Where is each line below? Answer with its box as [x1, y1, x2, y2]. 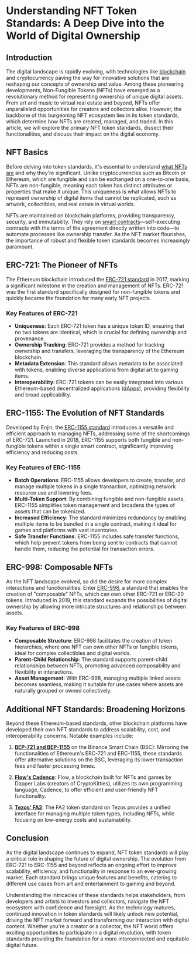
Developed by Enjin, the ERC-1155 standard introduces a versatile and [6, 424, 174, 431]
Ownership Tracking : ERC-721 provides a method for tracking [14, 341, 165, 348]
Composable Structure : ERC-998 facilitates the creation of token [14, 637, 173, 644]
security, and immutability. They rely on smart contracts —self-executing [6, 218, 180, 225]
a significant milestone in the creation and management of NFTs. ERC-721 [6, 282, 184, 289]
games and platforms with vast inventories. [14, 527, 119, 534]
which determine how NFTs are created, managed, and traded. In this [6, 118, 174, 125]
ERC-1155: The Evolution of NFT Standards [6, 408, 165, 418]
